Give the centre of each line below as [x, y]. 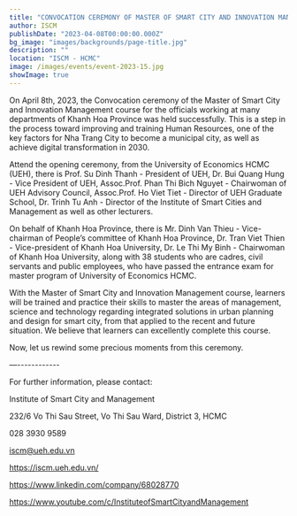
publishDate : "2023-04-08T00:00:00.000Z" [87, 34]
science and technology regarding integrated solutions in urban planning [141, 312]
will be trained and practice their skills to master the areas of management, [145, 302]
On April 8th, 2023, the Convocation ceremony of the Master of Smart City [145, 100]
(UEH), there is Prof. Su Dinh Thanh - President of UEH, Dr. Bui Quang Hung [147, 173]
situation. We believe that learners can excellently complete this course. [140, 330]
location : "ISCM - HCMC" [55, 58]
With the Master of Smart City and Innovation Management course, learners [147, 292]
